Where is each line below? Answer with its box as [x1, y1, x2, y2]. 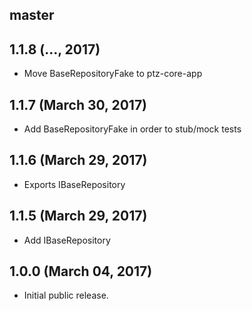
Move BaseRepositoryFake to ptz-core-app [23, 68, 203, 80]
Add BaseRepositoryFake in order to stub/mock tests [23, 123, 242, 135]
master [9, 7, 55, 24]
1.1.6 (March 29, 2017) [9, 152, 148, 169]
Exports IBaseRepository [23, 178, 126, 190]
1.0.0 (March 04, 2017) [9, 263, 153, 280]
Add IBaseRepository [23, 234, 111, 246]
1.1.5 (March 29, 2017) [9, 208, 148, 225]
